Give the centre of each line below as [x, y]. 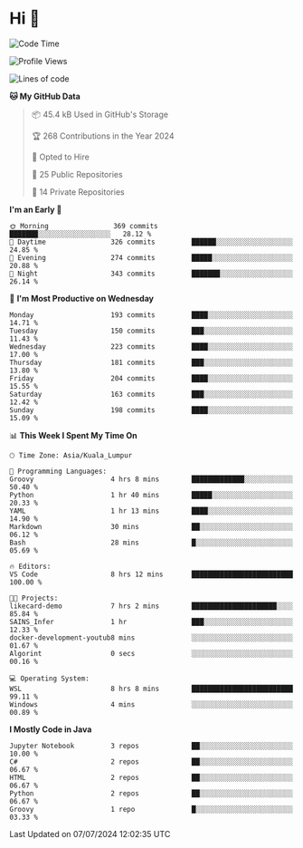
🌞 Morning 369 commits [84, 226]
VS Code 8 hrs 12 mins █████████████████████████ [151, 574]
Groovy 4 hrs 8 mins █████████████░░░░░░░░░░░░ [151, 479]
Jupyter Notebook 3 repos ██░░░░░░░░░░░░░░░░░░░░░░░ [151, 746]
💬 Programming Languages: [58, 471]
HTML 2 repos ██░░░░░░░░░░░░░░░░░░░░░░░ [151, 777]
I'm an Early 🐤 [36, 209]
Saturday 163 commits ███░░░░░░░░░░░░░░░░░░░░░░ [151, 394]
